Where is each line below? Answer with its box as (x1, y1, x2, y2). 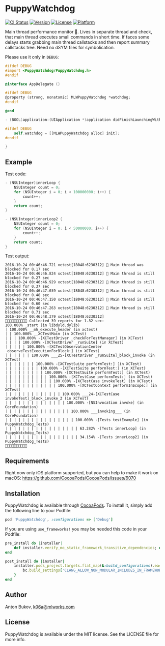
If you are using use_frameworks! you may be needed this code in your (5, 526, 147, 532)
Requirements (5, 457, 49, 465)
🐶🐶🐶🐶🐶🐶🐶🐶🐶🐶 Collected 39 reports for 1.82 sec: (5, 318, 105, 324)
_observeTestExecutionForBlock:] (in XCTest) (5, 349, 100, 354)
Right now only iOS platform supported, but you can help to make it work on (5, 470, 159, 476)
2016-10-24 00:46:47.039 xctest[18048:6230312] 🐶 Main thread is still (5, 288, 155, 293)
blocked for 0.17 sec (5, 267, 50, 272)
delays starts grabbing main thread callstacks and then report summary (5, 39, 150, 45)
